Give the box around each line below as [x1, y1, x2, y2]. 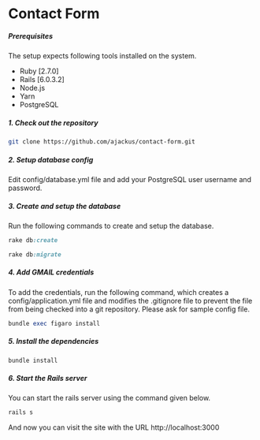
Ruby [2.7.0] [19, 66, 59, 76]
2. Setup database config [8, 155, 94, 164]
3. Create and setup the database [8, 201, 121, 211]
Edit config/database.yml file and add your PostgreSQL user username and [8, 174, 252, 184]
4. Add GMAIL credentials [8, 267, 95, 277]
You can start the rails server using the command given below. [8, 393, 211, 403]
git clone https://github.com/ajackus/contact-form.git [8, 138, 195, 146]
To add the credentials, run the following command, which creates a [8, 287, 229, 296]
